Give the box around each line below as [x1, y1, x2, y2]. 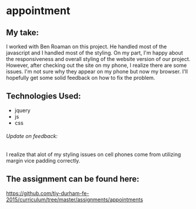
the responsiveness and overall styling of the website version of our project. [6, 56, 191, 62]
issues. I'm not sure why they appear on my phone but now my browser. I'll [6, 68, 188, 75]
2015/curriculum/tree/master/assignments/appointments [6, 195, 143, 203]
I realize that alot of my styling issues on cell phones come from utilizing [6, 151, 181, 158]
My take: [6, 28, 39, 38]
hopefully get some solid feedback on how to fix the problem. [6, 75, 155, 81]
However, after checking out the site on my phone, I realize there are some [6, 62, 187, 69]
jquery [14, 107, 31, 114]
